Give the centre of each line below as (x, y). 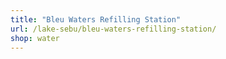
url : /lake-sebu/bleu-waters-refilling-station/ (113, 29)
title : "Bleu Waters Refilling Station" (96, 19)
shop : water (35, 38)
